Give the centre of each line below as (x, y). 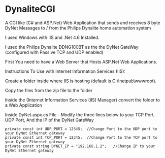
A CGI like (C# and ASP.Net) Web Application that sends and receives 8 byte (83, 23)
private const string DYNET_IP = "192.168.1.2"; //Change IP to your (80, 146)
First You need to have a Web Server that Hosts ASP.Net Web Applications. (81, 62)
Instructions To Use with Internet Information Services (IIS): (65, 71)
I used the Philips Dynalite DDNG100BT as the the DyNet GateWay (72, 47)
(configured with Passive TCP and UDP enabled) (54, 52)
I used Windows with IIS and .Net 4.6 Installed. (52, 37)
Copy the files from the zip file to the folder (49, 90)
